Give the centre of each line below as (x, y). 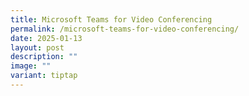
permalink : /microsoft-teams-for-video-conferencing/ (125, 29)
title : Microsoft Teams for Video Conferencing (111, 19)
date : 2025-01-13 (46, 38)
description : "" (44, 57)
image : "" (31, 66)
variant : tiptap (44, 76)
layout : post (37, 47)
